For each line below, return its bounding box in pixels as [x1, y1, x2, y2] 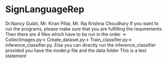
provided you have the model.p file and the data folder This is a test [5, 47, 147, 53]
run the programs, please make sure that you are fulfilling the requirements [5, 25, 162, 31]
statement [5, 52, 26, 59]
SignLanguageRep [5, 4, 85, 15]
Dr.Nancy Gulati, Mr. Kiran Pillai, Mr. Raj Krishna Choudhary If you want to [5, 20, 159, 26]
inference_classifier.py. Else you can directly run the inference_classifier [5, 42, 156, 48]
